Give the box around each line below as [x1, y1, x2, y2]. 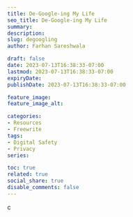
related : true [7, 171, 49, 178]
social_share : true [7, 177, 64, 185]
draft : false [7, 55, 45, 63]
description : [7, 29, 45, 37]
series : [7, 151, 30, 159]
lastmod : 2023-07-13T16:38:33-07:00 [7, 68, 114, 75]
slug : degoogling [7, 36, 58, 43]
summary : [7, 23, 33, 30]
